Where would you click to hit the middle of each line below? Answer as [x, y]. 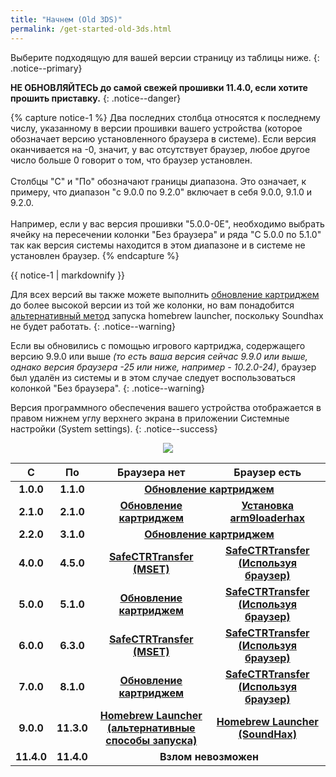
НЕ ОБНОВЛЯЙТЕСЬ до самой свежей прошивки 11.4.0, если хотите [159, 87]
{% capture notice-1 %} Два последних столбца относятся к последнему [165, 117]
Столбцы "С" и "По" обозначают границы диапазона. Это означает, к [158, 181]
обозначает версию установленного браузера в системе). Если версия [163, 138]
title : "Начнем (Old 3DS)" [66, 19]
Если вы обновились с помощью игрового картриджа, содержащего [158, 345]
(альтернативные [151, 728]
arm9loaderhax [267, 518]
